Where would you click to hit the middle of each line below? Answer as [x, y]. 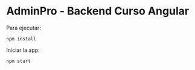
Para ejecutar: [24, 28]
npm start [19, 61]
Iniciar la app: [23, 50]
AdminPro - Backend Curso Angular [97, 11]
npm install [21, 39]
